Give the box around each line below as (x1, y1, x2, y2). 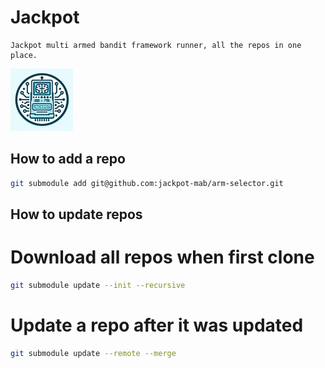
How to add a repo (10, 151, 126, 168)
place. (10, 50, 38, 60)
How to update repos (10, 206, 143, 223)
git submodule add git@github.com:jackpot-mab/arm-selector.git (10, 178, 284, 188)
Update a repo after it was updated (10, 314, 304, 337)
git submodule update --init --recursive (10, 280, 186, 290)
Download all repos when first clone (10, 246, 315, 269)
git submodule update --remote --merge (10, 348, 177, 358)
